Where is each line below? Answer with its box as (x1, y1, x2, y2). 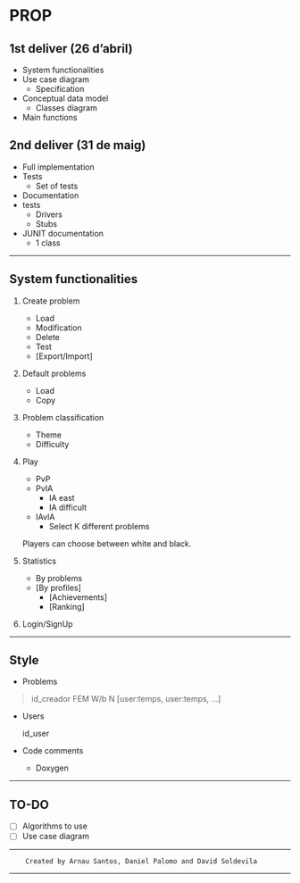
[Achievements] (48, 591, 108, 603)
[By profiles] (35, 582, 82, 593)
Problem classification (21, 412, 104, 422)
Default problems (21, 368, 87, 379)
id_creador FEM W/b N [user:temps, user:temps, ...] (30, 694, 221, 704)
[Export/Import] (35, 350, 94, 362)
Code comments (21, 746, 84, 756)
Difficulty (35, 438, 70, 449)
